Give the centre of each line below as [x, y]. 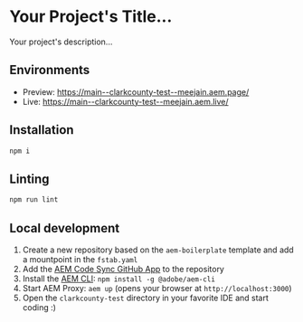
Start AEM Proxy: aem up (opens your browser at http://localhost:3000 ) [157, 288]
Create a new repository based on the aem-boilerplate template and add [158, 250]
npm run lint [34, 200]
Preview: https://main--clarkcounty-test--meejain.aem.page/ [136, 91]
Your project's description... [61, 42]
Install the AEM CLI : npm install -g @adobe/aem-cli [118, 279]
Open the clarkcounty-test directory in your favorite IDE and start [146, 298]
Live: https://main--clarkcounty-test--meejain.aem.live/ [125, 101]
